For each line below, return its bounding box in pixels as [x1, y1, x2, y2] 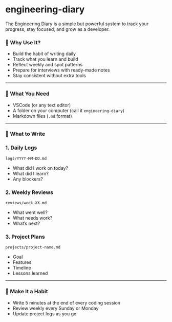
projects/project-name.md [5, 245, 60, 250]
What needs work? [12, 215, 53, 221]
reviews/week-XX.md [5, 201, 47, 206]
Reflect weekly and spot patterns [12, 62, 83, 68]
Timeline [12, 265, 31, 271]
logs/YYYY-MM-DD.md [5, 156, 47, 161]
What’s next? [12, 220, 40, 227]
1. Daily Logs [5, 144, 37, 151]
